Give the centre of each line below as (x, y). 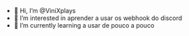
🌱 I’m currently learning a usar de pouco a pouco (84, 25)
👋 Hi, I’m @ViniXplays (45, 11)
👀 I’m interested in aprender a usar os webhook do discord (98, 18)
